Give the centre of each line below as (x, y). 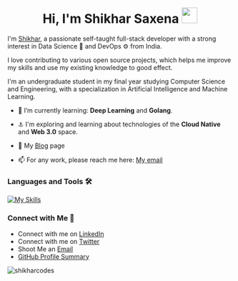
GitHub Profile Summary (53, 256)
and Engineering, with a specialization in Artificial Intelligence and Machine (118, 88)
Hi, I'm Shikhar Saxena (111, 19)
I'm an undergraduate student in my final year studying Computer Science (116, 81)
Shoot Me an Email (45, 249)
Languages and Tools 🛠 (50, 181)
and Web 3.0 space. (48, 131)
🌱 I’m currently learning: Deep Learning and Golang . (95, 110)
